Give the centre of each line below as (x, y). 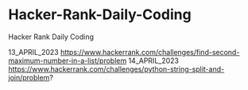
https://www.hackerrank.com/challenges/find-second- (150, 52)
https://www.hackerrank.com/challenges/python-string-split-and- (116, 68)
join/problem (29, 77)
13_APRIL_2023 (33, 52)
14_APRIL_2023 (153, 61)
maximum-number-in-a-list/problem (68, 61)
